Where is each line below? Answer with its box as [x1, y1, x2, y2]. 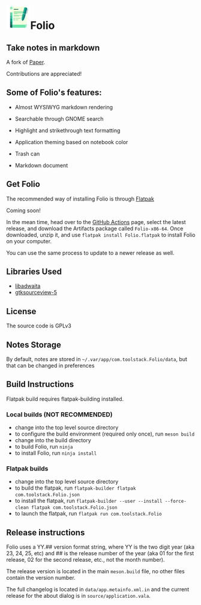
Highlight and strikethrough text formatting [14, 127, 121, 134]
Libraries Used [6, 267, 62, 277]
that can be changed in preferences [6, 362, 95, 369]
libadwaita [14, 282, 41, 290]
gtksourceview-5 [14, 289, 58, 296]
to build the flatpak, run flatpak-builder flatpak [14, 484, 136, 491]
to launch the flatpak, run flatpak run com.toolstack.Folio [14, 510, 162, 517]
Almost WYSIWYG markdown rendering [14, 103, 113, 111]
